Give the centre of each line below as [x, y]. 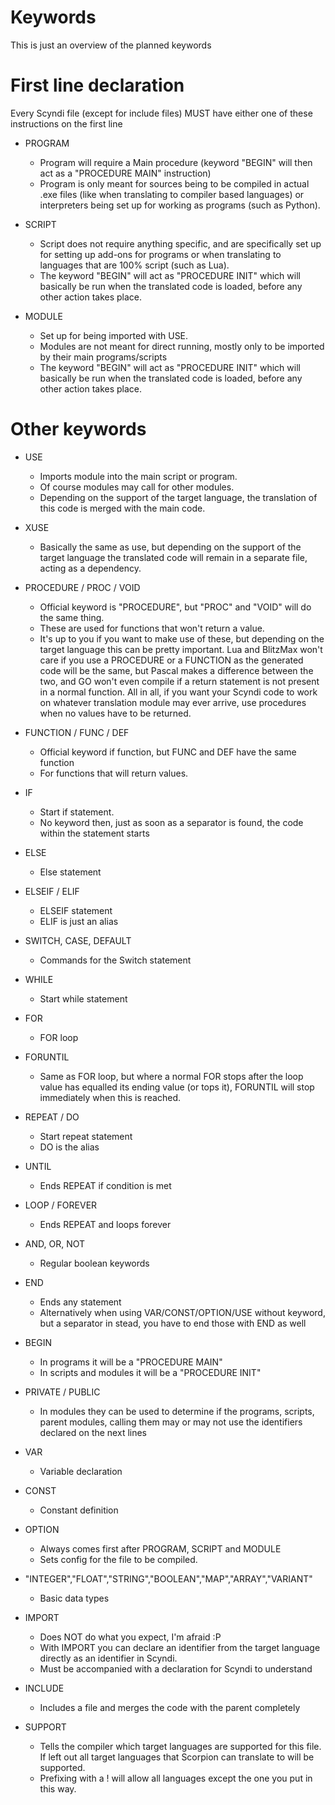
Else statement [70, 872]
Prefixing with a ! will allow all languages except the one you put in [176, 1778]
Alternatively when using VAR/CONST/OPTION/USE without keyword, [182, 1312]
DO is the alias [69, 1147]
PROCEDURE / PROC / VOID [82, 587]
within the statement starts [94, 833]
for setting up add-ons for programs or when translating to [160, 254]
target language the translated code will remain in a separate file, [173, 557]
